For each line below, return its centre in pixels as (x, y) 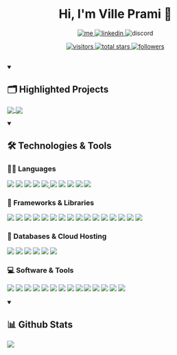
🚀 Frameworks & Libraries (51, 202)
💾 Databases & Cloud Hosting (57, 236)
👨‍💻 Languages (32, 169)
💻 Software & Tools (40, 270)
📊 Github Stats (40, 324)
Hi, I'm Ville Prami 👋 (115, 14)
